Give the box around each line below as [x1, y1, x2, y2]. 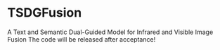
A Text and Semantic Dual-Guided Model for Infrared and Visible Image [7, 28, 214, 36]
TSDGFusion [7, 5, 82, 21]
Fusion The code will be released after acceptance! [7, 35, 156, 43]
